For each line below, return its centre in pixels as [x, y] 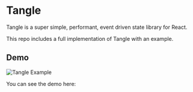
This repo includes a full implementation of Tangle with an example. [90, 38]
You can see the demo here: [41, 84]
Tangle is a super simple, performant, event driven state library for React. [97, 27]
